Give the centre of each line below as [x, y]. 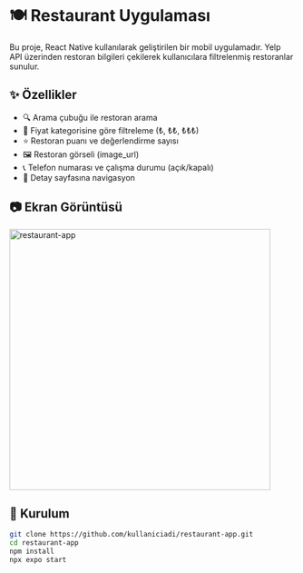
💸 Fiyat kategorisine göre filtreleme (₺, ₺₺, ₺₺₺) [111, 130]
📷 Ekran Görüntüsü [66, 207]
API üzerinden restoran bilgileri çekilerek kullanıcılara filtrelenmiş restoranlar [151, 56]
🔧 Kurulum [39, 514]
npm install [32, 552]
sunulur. [24, 66]
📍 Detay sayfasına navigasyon [79, 177]
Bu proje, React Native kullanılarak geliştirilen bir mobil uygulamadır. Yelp [145, 47]
